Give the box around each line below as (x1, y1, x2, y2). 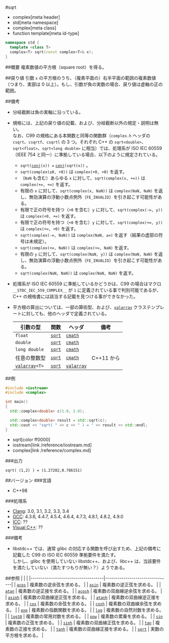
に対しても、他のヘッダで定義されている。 (21, 310, 109, 316)
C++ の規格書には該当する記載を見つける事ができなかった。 (12, 293, 138, 299)
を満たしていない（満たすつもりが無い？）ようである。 (12, 564, 128, 571)
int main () (5, 399, 28, 404)
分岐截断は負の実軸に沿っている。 (12, 109, 84, 115)
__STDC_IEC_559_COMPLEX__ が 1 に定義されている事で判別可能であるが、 (12, 287, 161, 293)
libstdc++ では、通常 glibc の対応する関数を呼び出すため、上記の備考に (12, 545, 161, 551)
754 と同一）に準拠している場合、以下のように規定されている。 (27, 152, 160, 158)
